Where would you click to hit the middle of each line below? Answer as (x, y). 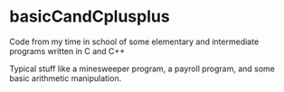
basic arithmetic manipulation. (66, 78)
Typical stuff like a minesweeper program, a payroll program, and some (142, 69)
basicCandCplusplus (90, 17)
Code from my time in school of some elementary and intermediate (134, 41)
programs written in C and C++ (67, 51)
